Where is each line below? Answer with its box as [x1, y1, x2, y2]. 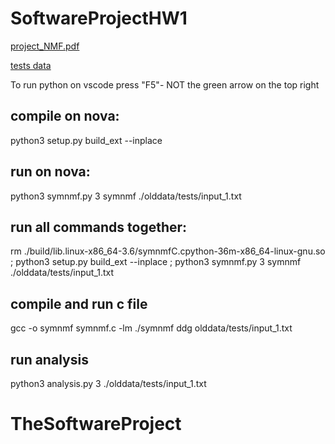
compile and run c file [10, 295, 148, 312]
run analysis [10, 351, 89, 368]
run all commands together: [10, 218, 188, 236]
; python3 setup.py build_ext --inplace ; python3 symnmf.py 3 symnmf [10, 256, 302, 268]
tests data [10, 59, 52, 71]
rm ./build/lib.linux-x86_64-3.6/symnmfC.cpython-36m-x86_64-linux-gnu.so [10, 245, 326, 257]
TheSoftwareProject [10, 413, 182, 436]
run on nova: [10, 163, 91, 181]
